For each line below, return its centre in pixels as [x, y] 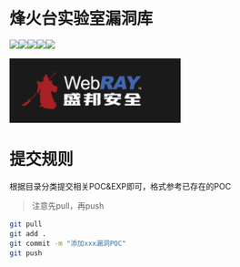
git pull [26, 224]
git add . [28, 233]
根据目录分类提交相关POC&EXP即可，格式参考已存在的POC [120, 186]
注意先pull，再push [68, 205]
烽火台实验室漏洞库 [81, 19]
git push [26, 253]
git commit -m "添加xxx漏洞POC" [68, 243]
